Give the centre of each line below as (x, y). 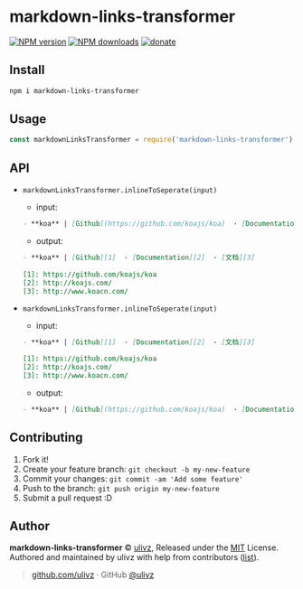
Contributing (46, 438)
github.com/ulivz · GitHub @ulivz (93, 575)
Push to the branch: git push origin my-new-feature (121, 488)
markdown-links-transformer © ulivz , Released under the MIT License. (144, 547)
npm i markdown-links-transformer (75, 91)
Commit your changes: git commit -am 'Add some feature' (133, 478)
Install (27, 70)
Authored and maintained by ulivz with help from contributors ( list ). (134, 557)
